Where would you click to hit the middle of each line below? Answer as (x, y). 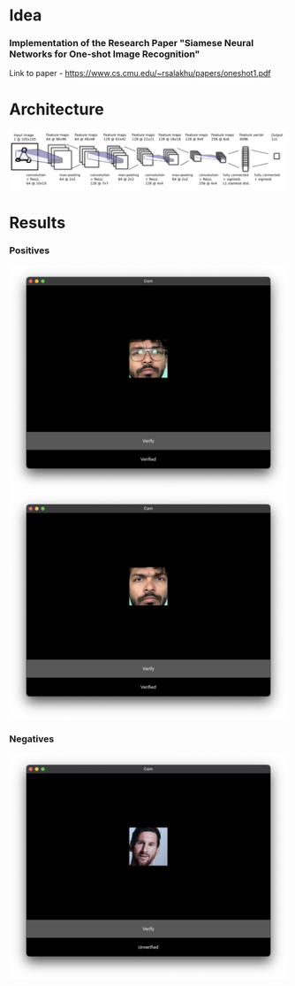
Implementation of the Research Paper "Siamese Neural (132, 43)
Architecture (57, 109)
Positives (30, 250)
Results (38, 223)
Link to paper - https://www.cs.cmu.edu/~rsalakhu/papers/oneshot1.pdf (140, 73)
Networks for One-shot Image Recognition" (105, 54)
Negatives (32, 738)
